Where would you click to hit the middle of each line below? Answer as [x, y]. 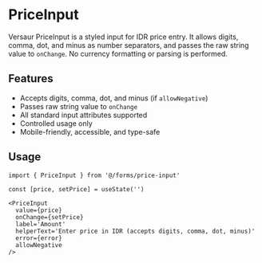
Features [31, 79]
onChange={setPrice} [50, 217]
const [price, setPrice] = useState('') [77, 189]
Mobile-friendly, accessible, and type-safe [90, 131]
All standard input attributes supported [83, 115]
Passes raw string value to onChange [79, 106]
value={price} [39, 210]
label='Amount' [41, 224]
